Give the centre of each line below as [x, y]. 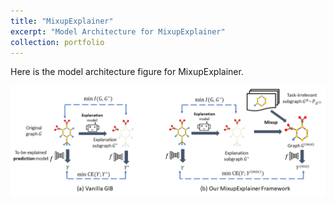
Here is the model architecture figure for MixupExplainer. [127, 72]
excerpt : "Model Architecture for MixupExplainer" [118, 31]
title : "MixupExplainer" [62, 21]
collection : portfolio [57, 42]
